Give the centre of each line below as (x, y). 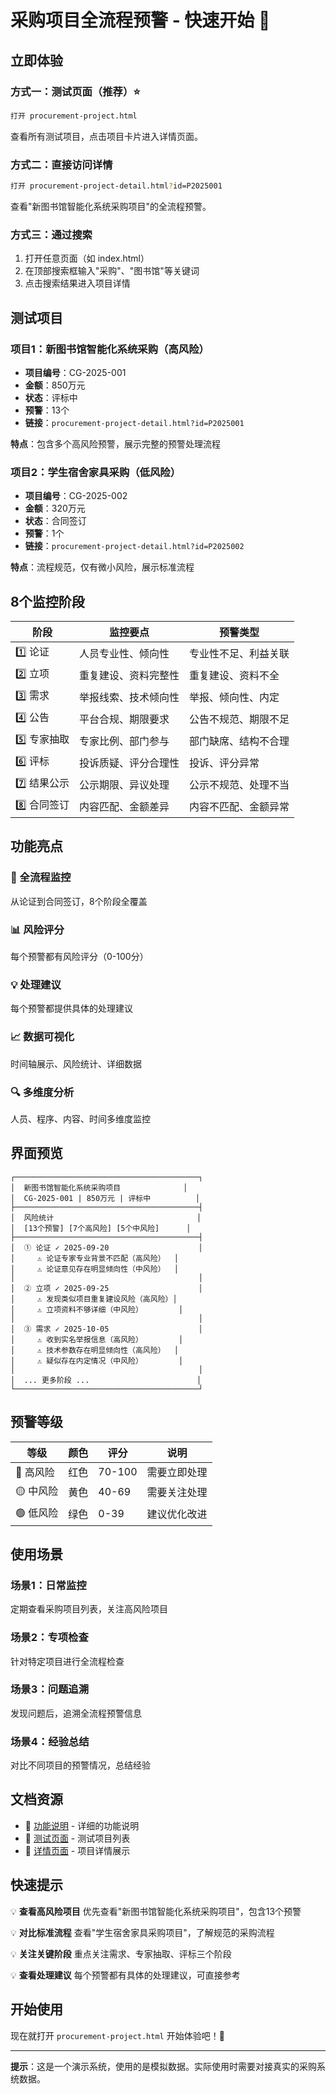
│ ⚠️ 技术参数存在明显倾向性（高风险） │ (94, 1350)
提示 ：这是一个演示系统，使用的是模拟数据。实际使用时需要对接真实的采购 (163, 2066)
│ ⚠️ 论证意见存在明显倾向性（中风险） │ (94, 1269)
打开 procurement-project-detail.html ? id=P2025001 (116, 186)
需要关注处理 (177, 1493)
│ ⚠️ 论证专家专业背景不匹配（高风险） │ (94, 1258)
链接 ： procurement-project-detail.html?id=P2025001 (134, 422)
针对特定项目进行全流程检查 (67, 1661)
